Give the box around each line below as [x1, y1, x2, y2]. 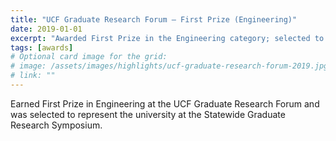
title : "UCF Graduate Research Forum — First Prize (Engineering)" [10, 14, 298, 25]
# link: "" [10, 71, 56, 81]
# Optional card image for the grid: [10, 52, 168, 62]
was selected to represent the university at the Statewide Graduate [10, 108, 286, 120]
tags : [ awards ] [10, 42, 74, 53]
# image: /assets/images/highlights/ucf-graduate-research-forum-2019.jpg [10, 61, 329, 71]
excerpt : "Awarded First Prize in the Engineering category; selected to [10, 33, 325, 43]
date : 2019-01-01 [10, 24, 83, 34]
